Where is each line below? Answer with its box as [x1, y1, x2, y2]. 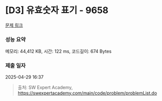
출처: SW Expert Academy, [17, 84, 73, 90]
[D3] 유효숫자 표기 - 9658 [5, 5, 109, 16]
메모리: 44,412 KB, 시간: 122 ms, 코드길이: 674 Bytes [5, 48, 112, 54]
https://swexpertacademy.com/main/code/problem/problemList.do [17, 90, 157, 96]
